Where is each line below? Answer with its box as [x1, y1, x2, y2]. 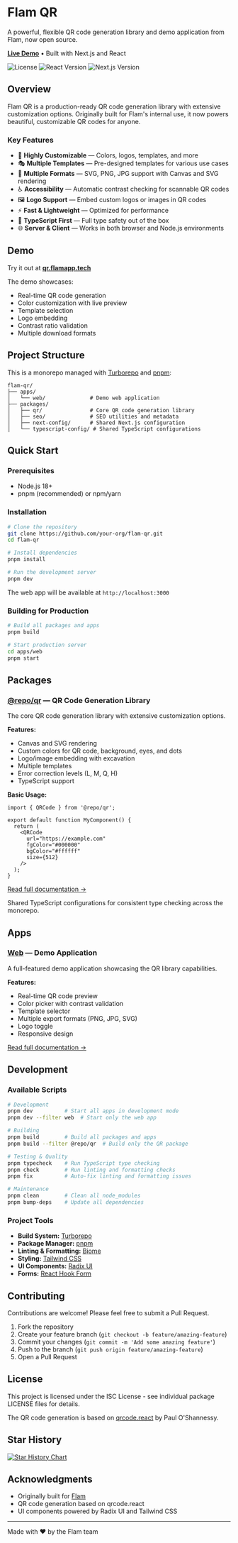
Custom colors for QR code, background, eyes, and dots [17, 746, 183, 756]
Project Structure [7, 349, 85, 362]
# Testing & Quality [7, 1153, 69, 1160]
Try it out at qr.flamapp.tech [7, 263, 91, 272]
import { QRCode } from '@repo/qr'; [7, 804, 115, 812]
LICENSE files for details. [7, 1399, 80, 1408]
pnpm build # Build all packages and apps [7, 1134, 157, 1141]
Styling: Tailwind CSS [17, 1254, 82, 1263]
